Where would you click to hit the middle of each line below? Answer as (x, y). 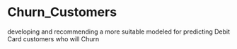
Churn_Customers (62, 12)
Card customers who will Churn (53, 38)
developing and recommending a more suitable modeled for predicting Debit (119, 31)
